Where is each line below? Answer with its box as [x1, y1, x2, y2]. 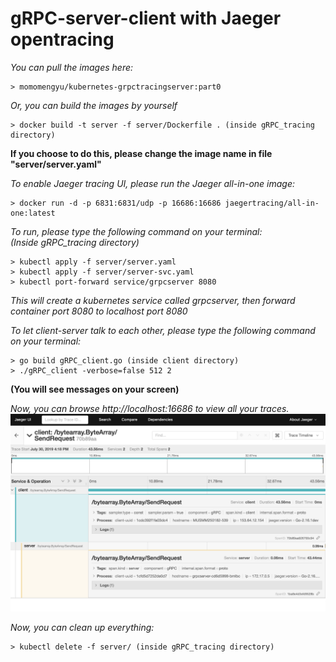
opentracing [10, 28, 115, 51]
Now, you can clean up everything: [10, 621, 155, 633]
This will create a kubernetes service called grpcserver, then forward [10, 294, 296, 306]
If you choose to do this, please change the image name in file [10, 147, 273, 159]
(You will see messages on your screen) [10, 383, 180, 395]
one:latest [10, 208, 56, 218]
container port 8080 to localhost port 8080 [10, 305, 188, 317]
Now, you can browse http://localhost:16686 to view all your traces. [10, 402, 290, 414]
